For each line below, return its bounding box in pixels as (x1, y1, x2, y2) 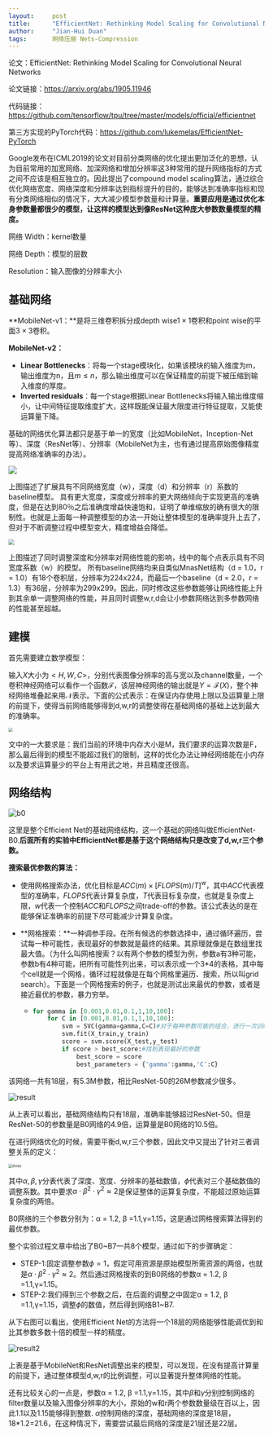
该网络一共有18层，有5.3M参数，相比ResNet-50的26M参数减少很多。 (8, 1076, 241, 1086)
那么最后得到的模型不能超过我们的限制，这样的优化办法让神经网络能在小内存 (8, 750, 265, 760)
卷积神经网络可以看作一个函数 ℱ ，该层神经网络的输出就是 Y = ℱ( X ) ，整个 (8, 681, 251, 690)
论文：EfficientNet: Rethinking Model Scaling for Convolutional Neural (8, 58, 242, 68)
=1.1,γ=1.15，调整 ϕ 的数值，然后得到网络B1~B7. (19, 1299, 175, 1309)
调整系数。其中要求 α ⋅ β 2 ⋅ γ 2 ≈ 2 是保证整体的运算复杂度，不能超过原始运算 (8, 1185, 261, 1196)
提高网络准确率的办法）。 (8, 449, 91, 459)
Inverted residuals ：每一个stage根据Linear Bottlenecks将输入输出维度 (19, 391, 258, 401)
